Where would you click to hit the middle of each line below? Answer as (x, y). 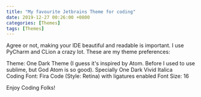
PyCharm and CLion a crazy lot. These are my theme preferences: (88, 52)
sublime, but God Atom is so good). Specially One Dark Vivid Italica (89, 70)
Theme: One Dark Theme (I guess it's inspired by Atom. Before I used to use (101, 63)
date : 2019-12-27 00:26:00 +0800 (48, 17)
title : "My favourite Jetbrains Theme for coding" (71, 12)
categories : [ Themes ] (33, 23)
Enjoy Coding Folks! (31, 88)
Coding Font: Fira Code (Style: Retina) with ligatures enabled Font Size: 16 (98, 76)
